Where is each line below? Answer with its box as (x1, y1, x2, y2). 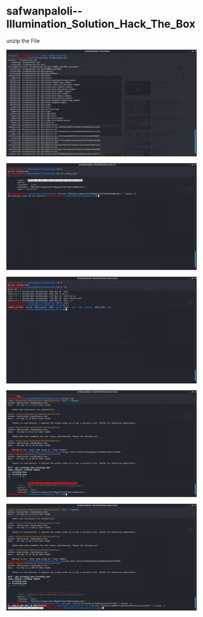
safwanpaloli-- (6, 4, 83, 18)
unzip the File (6, 37, 40, 44)
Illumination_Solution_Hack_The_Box (6, 17, 196, 31)
